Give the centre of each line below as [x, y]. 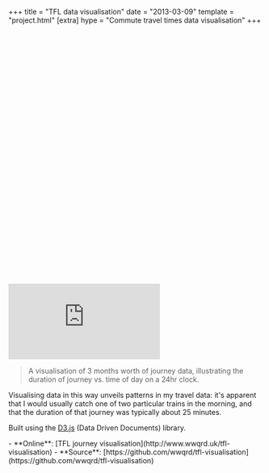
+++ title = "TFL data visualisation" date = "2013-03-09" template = [121, 12]
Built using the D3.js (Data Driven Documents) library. [97, 428]
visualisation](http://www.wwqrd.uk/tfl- [165, 444]
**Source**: [80, 452]
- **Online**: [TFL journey [53, 444]
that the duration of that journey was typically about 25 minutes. [115, 412]
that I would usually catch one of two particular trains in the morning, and [130, 404]
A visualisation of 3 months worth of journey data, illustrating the [136, 371]
